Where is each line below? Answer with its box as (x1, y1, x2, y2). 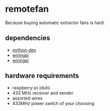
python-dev (12, 47, 37, 53)
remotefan (5, 3, 49, 15)
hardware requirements (5, 72, 79, 80)
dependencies (5, 34, 50, 42)
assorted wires (12, 95, 43, 101)
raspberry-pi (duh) (12, 84, 50, 90)
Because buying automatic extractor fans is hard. (5, 20, 105, 26)
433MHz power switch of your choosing (12, 100, 95, 106)
